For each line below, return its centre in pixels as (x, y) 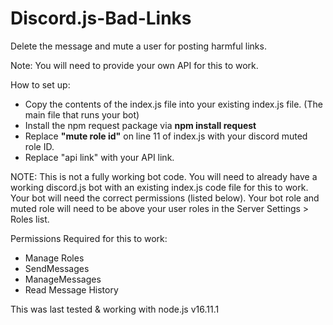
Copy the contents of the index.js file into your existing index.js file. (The (173, 104)
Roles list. (30, 219)
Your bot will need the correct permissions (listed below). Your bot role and (165, 198)
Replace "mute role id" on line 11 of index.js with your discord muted (166, 136)
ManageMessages (63, 279)
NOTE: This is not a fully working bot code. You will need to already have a (164, 176)
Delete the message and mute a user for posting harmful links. (138, 46)
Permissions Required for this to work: (89, 238)
